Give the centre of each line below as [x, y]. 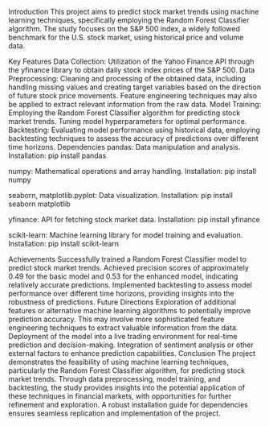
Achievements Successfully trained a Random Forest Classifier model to [128, 259]
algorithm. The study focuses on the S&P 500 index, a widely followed [124, 29]
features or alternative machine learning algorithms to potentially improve [130, 310]
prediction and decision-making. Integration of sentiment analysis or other [131, 345]
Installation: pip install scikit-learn [63, 244]
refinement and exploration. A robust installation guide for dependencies [128, 405]
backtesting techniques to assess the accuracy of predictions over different [133, 139]
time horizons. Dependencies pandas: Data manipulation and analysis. [124, 147]
